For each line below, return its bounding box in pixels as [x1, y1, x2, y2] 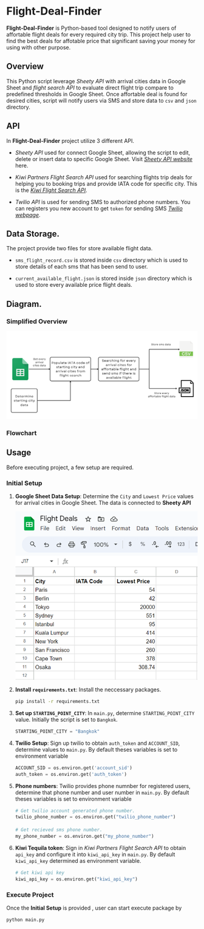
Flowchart [6, 428, 37, 437]
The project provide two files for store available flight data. [6, 245, 153, 252]
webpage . [15, 211, 41, 218]
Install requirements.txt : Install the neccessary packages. [15, 686, 161, 693]
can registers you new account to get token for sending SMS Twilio [15, 205, 183, 212]
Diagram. [6, 299, 42, 309]
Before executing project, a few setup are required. [6, 464, 134, 471]
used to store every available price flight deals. [15, 281, 132, 289]
